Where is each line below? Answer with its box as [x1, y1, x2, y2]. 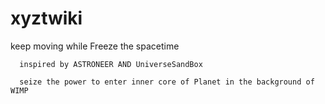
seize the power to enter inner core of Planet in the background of [19, 77, 315, 87]
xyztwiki [10, 7, 83, 30]
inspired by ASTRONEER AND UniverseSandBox [19, 59, 203, 69]
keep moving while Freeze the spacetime [10, 40, 180, 52]
